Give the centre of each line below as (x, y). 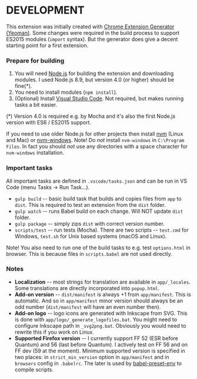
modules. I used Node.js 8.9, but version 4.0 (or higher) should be (94, 80)
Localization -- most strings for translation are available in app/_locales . (103, 282)
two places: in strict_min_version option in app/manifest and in (92, 357)
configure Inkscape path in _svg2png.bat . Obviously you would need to (100, 325)
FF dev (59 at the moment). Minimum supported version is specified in (100, 351)
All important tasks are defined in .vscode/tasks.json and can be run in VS (96, 181)
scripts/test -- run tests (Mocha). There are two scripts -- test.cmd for (102, 230)
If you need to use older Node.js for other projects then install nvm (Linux (95, 134)
